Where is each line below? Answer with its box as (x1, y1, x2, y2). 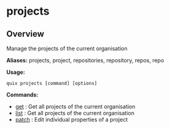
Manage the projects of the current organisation (6, 45, 128, 52)
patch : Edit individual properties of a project (15, 116, 128, 123)
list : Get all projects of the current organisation (15, 109, 135, 117)
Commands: (6, 91, 39, 98)
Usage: (6, 68, 26, 76)
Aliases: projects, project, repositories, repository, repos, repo (6, 57, 164, 64)
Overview (6, 29, 45, 39)
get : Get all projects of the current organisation (15, 103, 136, 110)
